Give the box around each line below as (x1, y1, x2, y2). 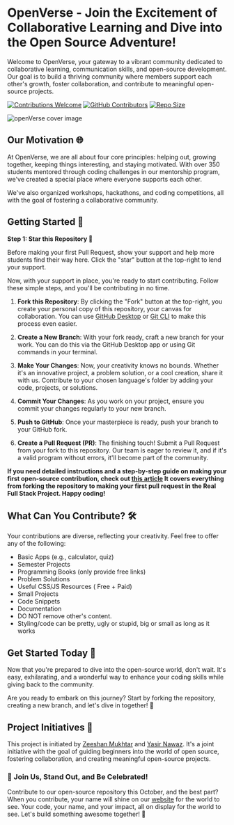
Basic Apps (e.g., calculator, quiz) (17, 553, 114, 561)
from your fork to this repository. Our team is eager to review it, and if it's (17, 446, 227, 454)
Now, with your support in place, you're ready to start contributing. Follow (7, 276, 219, 285)
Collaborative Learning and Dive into (7, 19, 223, 36)
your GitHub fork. (17, 425, 68, 433)
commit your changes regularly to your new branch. (17, 404, 166, 412)
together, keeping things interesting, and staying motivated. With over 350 (7, 160, 221, 168)
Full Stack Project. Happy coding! (7, 489, 106, 497)
